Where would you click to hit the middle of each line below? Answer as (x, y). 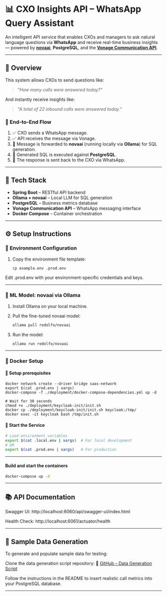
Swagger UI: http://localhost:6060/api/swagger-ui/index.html (68, 512)
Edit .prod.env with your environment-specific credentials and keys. (75, 278)
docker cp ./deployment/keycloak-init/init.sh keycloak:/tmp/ (71, 410)
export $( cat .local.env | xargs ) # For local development (69, 440)
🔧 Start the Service (25, 425)
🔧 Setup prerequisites (28, 373)
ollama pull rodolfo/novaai (41, 325)
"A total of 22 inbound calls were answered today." (69, 109)
